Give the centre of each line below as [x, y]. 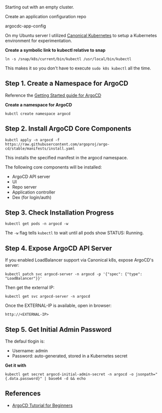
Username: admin [30, 351]
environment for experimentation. [38, 41]
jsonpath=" [147, 374]
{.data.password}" [24, 379]
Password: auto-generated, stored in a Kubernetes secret [70, 356]
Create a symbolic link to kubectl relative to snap [55, 50]
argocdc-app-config [26, 26]
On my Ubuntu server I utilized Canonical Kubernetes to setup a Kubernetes [81, 35]
